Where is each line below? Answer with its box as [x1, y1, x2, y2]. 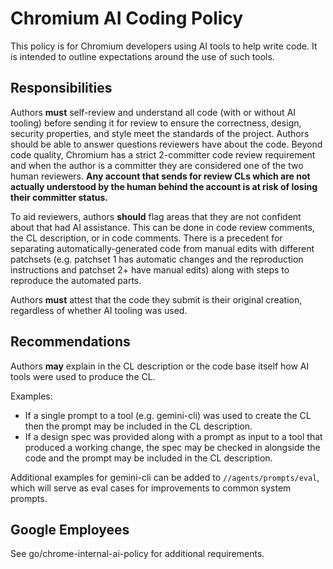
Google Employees [10, 521, 130, 538]
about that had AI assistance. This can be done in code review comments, [10, 221, 315, 233]
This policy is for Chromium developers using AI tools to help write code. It [10, 40, 318, 52]
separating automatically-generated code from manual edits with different [10, 242, 315, 254]
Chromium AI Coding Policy [10, 7, 244, 30]
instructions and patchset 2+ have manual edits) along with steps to [10, 263, 290, 276]
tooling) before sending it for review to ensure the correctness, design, [10, 117, 302, 129]
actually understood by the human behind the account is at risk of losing [10, 180, 318, 192]
